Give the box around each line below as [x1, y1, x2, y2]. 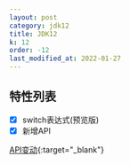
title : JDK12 [9, 29, 58, 38]
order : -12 [9, 46, 50, 55]
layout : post [9, 12, 58, 22]
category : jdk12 [9, 21, 69, 30]
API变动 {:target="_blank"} [9, 144, 105, 155]
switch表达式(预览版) [21, 114, 100, 125]
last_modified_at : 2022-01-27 [9, 54, 122, 63]
